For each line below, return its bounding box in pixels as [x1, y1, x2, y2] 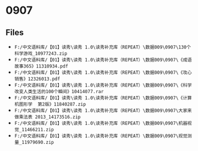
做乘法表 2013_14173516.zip [14, 114, 81, 120]
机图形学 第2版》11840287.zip [14, 101, 86, 107]
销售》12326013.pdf [14, 76, 60, 82]
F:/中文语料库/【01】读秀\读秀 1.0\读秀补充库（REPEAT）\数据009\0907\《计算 [14, 95, 192, 101]
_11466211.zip [19, 127, 54, 132]
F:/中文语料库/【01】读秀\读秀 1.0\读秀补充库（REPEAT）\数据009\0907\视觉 [14, 133, 188, 139]
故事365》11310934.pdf [14, 63, 68, 69]
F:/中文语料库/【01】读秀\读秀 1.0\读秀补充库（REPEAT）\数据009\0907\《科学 [14, 82, 192, 88]
